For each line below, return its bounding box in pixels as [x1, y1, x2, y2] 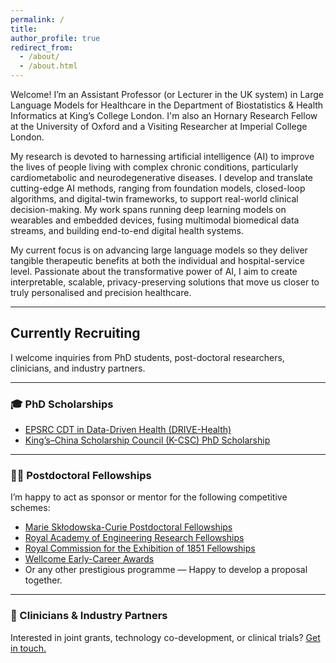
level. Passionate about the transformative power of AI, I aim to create [10, 266, 298, 277]
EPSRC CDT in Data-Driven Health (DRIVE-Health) [24, 424, 232, 436]
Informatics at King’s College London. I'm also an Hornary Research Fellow [10, 110, 318, 121]
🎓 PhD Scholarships [10, 397, 114, 411]
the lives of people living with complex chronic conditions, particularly [10, 161, 299, 173]
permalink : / [10, 14, 65, 25]
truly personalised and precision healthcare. [10, 287, 192, 298]
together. [24, 574, 63, 586]
